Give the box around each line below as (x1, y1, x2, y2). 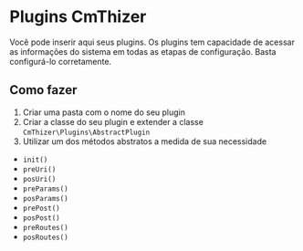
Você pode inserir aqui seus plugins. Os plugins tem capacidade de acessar (9, 37, 295, 47)
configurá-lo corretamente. (9, 56, 112, 67)
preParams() (22, 184, 68, 193)
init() (22, 155, 48, 164)
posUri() (22, 174, 57, 183)
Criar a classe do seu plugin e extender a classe (22, 116, 204, 127)
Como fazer (9, 82, 78, 98)
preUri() (22, 164, 57, 174)
